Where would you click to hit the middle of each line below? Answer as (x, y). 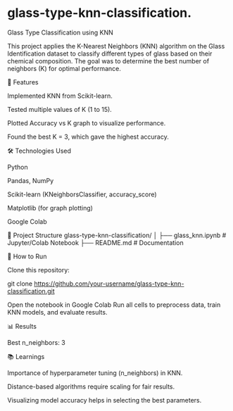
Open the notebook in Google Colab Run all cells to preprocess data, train (114, 305)
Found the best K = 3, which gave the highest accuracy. (88, 137)
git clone (20, 284)
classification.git (31, 291)
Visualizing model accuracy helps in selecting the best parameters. (105, 400)
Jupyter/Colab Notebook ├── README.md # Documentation (96, 242)
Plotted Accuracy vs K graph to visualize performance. (87, 123)
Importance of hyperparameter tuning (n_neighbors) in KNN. (95, 373)
